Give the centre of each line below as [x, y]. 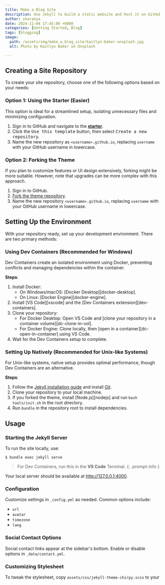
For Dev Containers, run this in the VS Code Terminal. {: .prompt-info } [88, 467]
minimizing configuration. [31, 116]
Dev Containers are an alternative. [40, 368]
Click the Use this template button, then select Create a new [80, 131]
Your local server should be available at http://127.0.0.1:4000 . [67, 476]
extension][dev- [132, 303]
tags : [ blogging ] [23, 33]
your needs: [17, 88]
